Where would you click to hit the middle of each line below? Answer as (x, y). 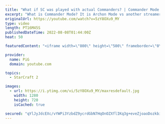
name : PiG (19, 60)
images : (13, 87)
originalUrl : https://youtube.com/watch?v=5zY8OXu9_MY (62, 19)
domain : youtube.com (30, 64)
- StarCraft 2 (24, 77)
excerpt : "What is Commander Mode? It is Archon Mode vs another (73, 14)
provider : (15, 55)
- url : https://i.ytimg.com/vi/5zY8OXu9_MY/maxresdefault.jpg (74, 91)
